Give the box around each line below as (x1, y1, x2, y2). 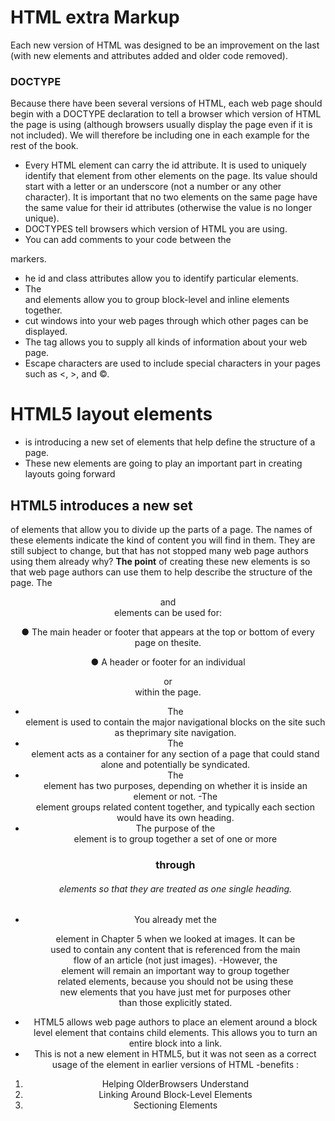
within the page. (134, 686, 202, 698)
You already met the (133, 914, 217, 926)
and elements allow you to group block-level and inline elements (24, 294, 290, 306)
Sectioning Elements (133, 1099, 218, 1111)
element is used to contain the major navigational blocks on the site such (25, 716, 326, 728)
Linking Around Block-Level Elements (98, 1089, 253, 1101)
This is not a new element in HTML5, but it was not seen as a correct (34, 1048, 317, 1060)
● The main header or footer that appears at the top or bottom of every (21, 626, 315, 638)
